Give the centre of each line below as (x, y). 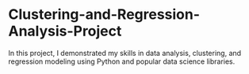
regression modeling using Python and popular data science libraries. (122, 61)
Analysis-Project (65, 31)
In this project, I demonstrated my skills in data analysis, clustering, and (125, 53)
